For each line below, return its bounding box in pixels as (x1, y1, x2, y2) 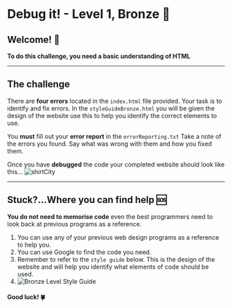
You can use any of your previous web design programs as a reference (17, 233, 220, 241)
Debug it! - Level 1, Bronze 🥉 (7, 6, 171, 22)
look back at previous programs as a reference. (7, 220, 142, 228)
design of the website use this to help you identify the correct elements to (7, 111, 217, 119)
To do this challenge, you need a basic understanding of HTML (7, 52, 191, 60)
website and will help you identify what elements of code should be (17, 262, 209, 271)
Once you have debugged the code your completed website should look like (7, 160, 225, 169)
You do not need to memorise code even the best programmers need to (7, 212, 213, 220)
